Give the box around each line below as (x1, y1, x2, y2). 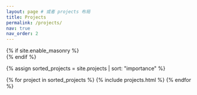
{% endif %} (6, 53, 37, 61)
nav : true (6, 25, 31, 31)
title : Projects (6, 14, 46, 20)
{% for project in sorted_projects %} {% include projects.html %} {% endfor (6, 77, 192, 84)
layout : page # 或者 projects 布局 (6, 8, 91, 15)
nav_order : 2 (6, 31, 39, 37)
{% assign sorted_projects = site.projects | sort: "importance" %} (6, 65, 166, 72)
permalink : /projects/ (6, 20, 62, 26)
